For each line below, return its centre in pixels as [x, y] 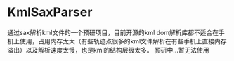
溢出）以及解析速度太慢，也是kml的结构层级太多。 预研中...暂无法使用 [108, 50]
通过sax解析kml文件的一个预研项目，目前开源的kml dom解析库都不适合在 [113, 32]
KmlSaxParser [50, 12]
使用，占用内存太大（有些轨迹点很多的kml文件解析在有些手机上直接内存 [123, 41]
